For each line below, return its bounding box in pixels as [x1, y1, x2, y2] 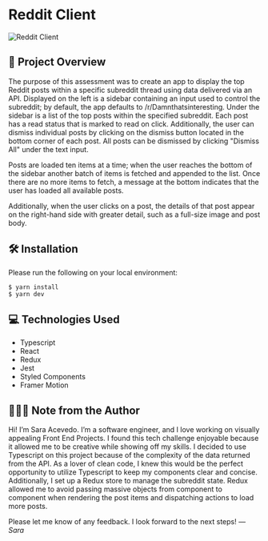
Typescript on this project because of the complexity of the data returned [8, 451, 250, 460]
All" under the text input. [8, 144, 90, 154]
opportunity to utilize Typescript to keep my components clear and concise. [8, 467, 258, 477]
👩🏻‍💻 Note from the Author [8, 403, 140, 417]
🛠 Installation [8, 242, 78, 256]
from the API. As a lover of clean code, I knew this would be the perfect [8, 459, 244, 469]
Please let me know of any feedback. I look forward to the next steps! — [8, 517, 246, 527]
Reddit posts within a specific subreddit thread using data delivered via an [8, 85, 253, 94]
